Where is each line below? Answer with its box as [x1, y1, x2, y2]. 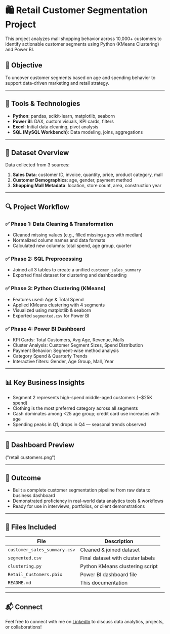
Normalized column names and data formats [12, 237, 105, 243]
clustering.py [8, 563, 42, 569]
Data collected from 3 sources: [5, 162, 70, 168]
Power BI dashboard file [80, 571, 137, 578]
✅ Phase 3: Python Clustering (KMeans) [5, 285, 106, 292]
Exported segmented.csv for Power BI [12, 312, 90, 319]
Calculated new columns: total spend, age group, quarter [12, 242, 132, 249]
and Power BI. [5, 46, 34, 52]
